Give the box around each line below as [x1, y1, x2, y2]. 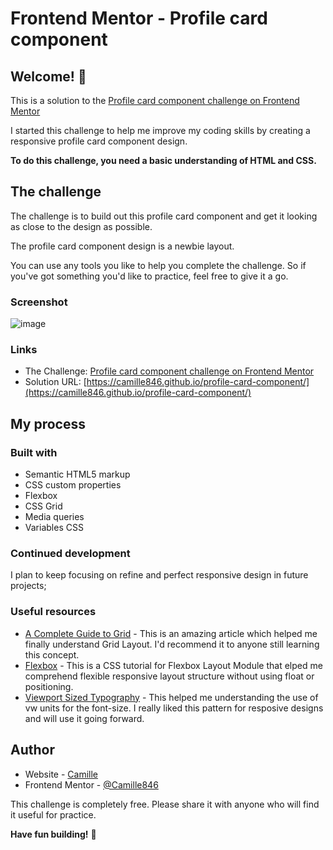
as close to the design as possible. [10, 220, 153, 232]
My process [10, 415, 86, 432]
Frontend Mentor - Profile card [10, 7, 268, 30]
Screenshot [10, 295, 68, 309]
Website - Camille [24, 768, 99, 780]
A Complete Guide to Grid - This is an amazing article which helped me [24, 627, 318, 639]
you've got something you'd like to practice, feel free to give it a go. [10, 270, 289, 282]
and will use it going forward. [24, 712, 145, 724]
